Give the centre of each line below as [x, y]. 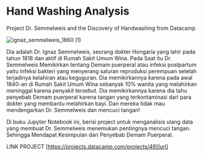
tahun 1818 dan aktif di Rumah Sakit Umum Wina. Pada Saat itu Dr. [89, 58]
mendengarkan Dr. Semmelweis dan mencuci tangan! [73, 110]
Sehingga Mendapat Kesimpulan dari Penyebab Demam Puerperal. [90, 135]
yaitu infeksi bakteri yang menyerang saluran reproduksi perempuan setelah [101, 71]
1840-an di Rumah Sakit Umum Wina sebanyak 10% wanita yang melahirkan [102, 84]
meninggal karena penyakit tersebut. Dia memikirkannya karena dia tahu [97, 90]
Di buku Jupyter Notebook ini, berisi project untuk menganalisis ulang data [100, 122]
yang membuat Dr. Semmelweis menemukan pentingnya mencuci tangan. [98, 128]
